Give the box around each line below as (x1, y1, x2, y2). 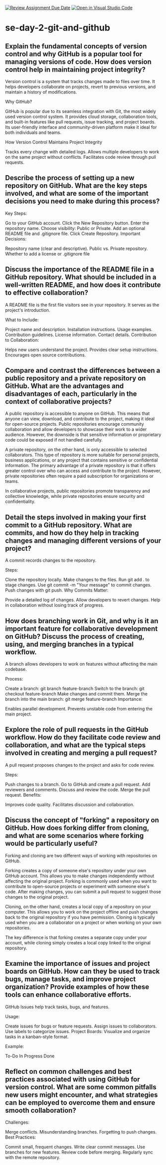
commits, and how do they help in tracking (5, 528, 139, 537)
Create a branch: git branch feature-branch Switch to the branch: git (5, 686, 145, 692)
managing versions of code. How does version (5, 57, 152, 66)
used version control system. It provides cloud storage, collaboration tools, (5, 114, 158, 119)
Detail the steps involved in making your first (5, 513, 146, 521)
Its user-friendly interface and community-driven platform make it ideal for (5, 124, 157, 130)
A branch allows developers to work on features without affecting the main (5, 661, 158, 667)
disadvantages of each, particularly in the (5, 390, 137, 398)
